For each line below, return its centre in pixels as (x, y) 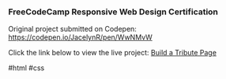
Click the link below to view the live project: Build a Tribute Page (113, 53)
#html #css (26, 68)
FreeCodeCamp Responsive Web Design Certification (113, 12)
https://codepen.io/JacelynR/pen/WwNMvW (80, 37)
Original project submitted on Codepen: (72, 29)
